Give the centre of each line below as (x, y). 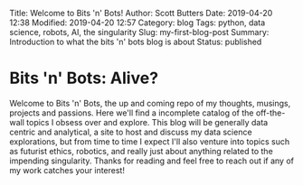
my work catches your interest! (67, 170)
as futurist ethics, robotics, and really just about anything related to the (141, 151)
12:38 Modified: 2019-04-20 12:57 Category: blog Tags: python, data (137, 23)
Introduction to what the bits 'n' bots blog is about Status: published (136, 42)
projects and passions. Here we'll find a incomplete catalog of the (132, 113)
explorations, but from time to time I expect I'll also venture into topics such (150, 141)
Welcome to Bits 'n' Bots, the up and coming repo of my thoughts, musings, (150, 103)
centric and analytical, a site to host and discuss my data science (131, 132)
